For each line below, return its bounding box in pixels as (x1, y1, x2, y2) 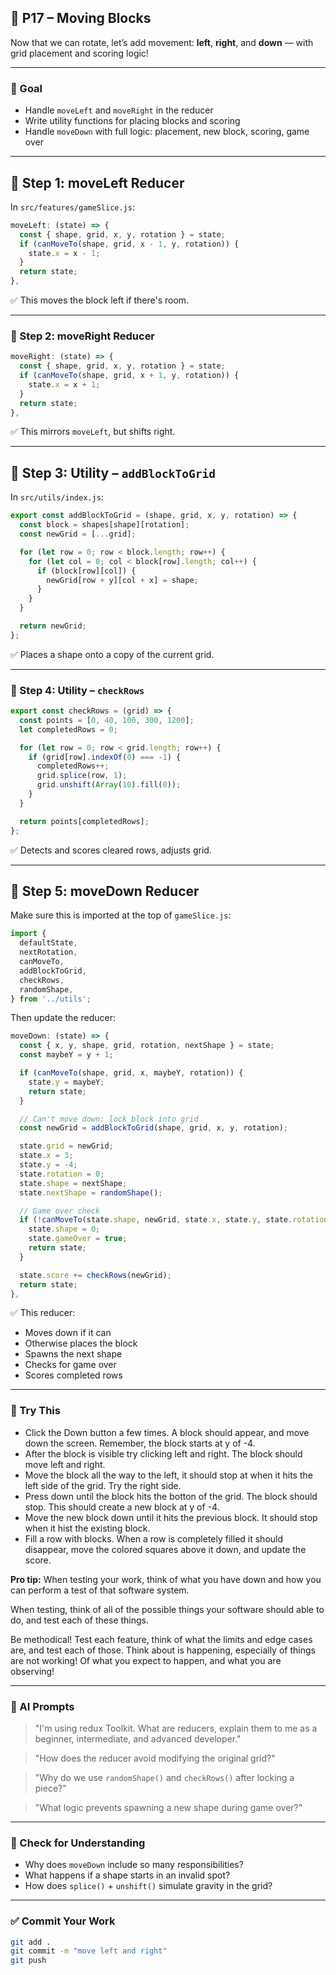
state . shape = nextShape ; (19, 1178, 128, 1188)
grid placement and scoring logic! (10, 47, 149, 59)
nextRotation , (19, 947, 78, 958)
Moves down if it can (24, 1327, 112, 1339)
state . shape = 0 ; (28, 1224, 101, 1235)
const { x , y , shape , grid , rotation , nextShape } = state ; (19, 1041, 275, 1051)
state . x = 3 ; (19, 1151, 74, 1161)
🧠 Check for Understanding (10, 1836, 146, 1850)
